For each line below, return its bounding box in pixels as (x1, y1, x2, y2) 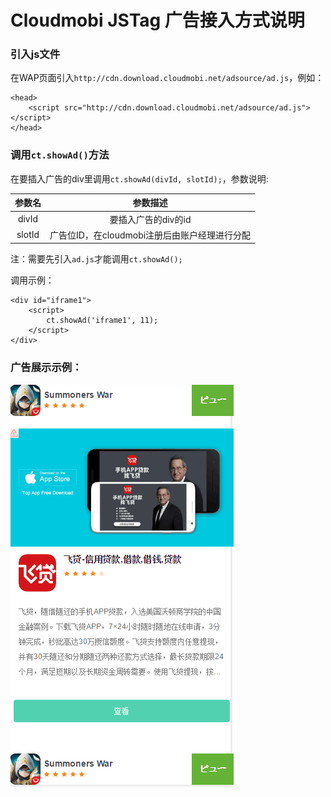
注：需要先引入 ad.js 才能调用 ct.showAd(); (10, 253, 183, 265)
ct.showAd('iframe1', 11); (46, 316, 159, 326)
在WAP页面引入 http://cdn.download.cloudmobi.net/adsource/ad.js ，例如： (10, 72, 325, 84)
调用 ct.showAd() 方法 (10, 148, 110, 162)
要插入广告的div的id (109, 213, 192, 225)
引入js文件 (10, 47, 61, 61)
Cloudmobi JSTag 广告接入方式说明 (10, 9, 305, 32)
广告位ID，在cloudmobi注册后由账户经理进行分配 (49, 229, 252, 241)
